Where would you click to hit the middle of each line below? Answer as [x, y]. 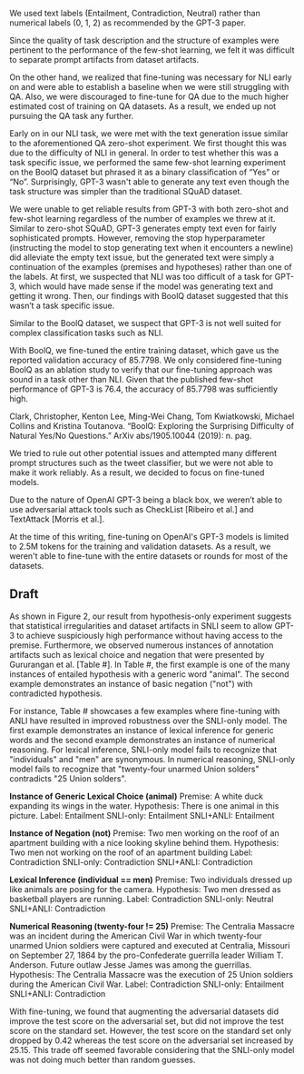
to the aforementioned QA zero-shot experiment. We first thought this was [148, 143]
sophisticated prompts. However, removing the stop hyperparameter [137, 238]
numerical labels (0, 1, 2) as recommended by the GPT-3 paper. [128, 23]
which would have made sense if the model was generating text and [146, 286]
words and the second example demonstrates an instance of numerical [142, 740]
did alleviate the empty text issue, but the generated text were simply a [142, 257]
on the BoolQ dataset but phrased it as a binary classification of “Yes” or [145, 172]
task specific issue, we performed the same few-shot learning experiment [147, 162]
